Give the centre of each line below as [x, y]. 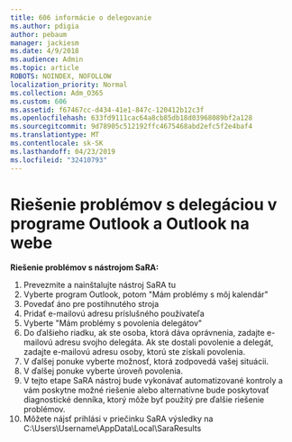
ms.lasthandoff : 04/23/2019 [63, 151]
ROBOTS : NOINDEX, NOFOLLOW [61, 77]
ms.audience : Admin [47, 59]
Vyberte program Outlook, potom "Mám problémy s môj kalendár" [146, 294]
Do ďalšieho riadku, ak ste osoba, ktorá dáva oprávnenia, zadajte [144, 333]
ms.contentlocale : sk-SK [57, 143]
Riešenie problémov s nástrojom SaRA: [85, 267]
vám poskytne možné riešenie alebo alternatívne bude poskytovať [146, 390]
